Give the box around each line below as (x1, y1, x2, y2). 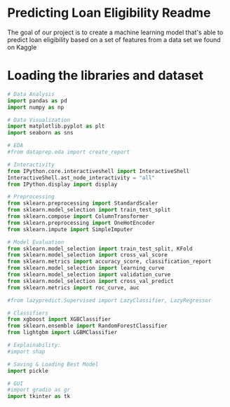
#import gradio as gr (7, 387, 71, 394)
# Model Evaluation (7, 238, 65, 246)
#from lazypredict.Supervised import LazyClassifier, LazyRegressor (7, 296, 212, 304)
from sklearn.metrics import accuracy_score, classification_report (7, 258, 212, 265)
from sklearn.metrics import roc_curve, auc (7, 284, 140, 291)
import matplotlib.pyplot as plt (7, 123, 105, 130)
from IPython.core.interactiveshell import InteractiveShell (7, 167, 190, 174)
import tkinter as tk (7, 393, 71, 400)
